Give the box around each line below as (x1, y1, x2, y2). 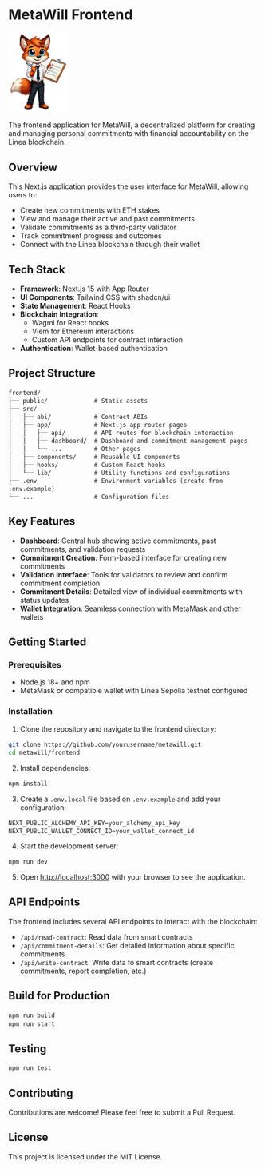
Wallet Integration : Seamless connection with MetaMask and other (19, 604, 241, 613)
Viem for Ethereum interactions (31, 326, 134, 336)
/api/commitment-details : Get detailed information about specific (19, 940, 235, 950)
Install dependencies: (19, 764, 91, 773)
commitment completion (19, 578, 101, 588)
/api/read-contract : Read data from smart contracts (19, 932, 193, 941)
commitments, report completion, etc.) (19, 966, 147, 975)
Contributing (8, 1086, 73, 1100)
